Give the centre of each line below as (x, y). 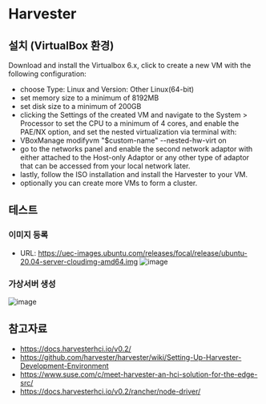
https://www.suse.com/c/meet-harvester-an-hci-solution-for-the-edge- (139, 374)
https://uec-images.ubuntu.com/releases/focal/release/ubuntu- (143, 252)
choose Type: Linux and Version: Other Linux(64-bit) (107, 89)
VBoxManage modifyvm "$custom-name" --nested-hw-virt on (123, 140)
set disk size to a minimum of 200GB (81, 106)
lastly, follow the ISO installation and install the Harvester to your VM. (134, 174)
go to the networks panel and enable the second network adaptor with (136, 149)
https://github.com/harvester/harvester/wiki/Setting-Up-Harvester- (131, 357)
